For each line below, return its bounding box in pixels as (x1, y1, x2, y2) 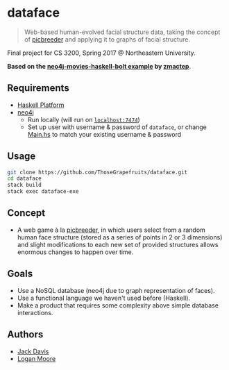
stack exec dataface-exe (7, 188, 79, 195)
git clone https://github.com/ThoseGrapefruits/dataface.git (7, 169, 188, 176)
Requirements (7, 82, 69, 94)
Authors (7, 328, 44, 341)
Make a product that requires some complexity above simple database (17, 301, 219, 310)
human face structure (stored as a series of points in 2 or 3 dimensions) (17, 233, 223, 241)
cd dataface (7, 175, 42, 182)
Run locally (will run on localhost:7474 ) (27, 115, 140, 124)
